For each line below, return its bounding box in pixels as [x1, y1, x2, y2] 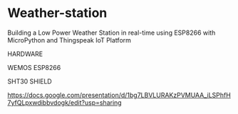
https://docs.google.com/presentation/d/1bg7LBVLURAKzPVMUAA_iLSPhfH [7, 91, 232, 99]
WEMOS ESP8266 [7, 63, 61, 72]
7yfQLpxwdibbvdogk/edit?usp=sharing [7, 98, 123, 107]
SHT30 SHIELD [7, 76, 52, 86]
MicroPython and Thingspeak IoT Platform [7, 35, 132, 44]
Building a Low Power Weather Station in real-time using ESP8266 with [7, 28, 216, 37]
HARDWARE [7, 50, 43, 58]
